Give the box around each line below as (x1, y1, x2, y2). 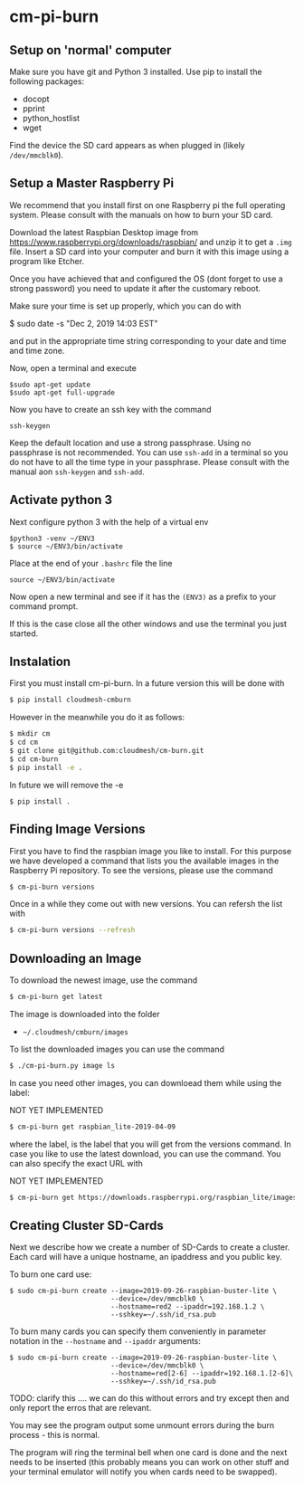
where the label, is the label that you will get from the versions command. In (9, 1138, 291, 1149)
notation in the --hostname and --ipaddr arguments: (9, 1336, 202, 1347)
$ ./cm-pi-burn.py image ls (9, 1061, 116, 1070)
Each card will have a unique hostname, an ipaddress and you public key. (9, 1252, 282, 1262)
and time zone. (9, 345, 65, 356)
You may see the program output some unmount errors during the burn (9, 1420, 275, 1431)
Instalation (9, 654, 71, 670)
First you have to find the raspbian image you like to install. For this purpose (9, 845, 292, 856)
